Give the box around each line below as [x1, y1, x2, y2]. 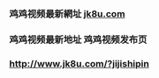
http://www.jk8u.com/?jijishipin [9, 57, 150, 69]
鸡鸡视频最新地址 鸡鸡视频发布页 [9, 33, 148, 46]
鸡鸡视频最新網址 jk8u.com [9, 7, 125, 19]
